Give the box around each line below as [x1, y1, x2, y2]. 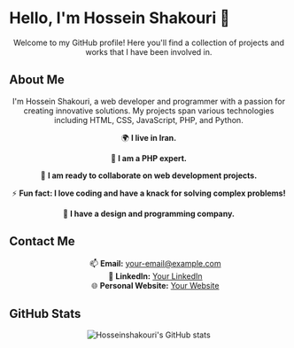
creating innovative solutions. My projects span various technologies [23, 105, 275, 116]
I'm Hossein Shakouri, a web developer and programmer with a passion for [12, 96, 286, 106]
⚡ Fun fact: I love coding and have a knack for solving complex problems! [12, 188, 286, 198]
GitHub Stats [9, 305, 81, 321]
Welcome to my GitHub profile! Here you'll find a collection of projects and [12, 37, 285, 48]
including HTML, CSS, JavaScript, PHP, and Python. [54, 114, 244, 125]
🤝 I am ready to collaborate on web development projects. [40, 170, 258, 181]
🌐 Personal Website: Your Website [91, 280, 220, 290]
